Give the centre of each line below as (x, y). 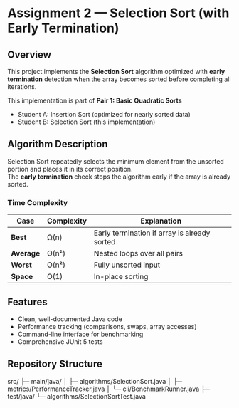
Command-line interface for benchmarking (80, 334)
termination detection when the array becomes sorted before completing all (119, 79)
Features (27, 302)
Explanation (161, 221)
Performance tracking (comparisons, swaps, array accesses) (107, 326)
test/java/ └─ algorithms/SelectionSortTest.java (76, 396)
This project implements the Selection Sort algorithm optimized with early (116, 72)
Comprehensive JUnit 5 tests (60, 341)
